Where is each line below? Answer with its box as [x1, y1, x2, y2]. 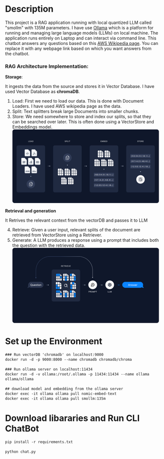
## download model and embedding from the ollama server [5, 387, 123, 392]
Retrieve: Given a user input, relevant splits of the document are [12, 227, 141, 233]
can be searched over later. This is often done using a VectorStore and [12, 119, 155, 125]
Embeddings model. [12, 124, 53, 130]
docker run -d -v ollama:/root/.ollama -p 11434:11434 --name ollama [5, 372, 150, 377]
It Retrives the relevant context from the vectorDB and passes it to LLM [5, 217, 148, 223]
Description [5, 3, 54, 15]
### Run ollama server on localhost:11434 [5, 367, 93, 372]
